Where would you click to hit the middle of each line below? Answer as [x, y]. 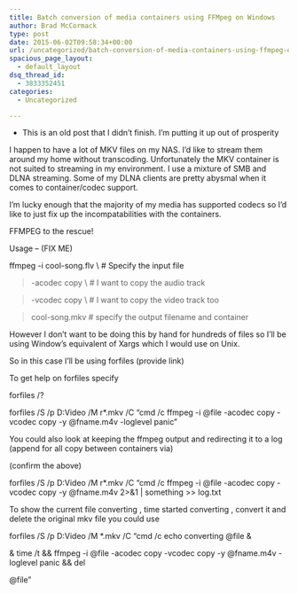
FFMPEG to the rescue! [51, 231]
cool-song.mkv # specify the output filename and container [140, 317]
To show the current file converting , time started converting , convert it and [148, 510]
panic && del [63, 563]
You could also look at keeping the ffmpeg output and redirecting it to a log [146, 439]
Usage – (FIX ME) [41, 248]
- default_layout [49, 67]
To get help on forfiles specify [64, 379]
